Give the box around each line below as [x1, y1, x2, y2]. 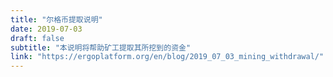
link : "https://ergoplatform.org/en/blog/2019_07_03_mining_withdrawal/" [10, 52, 325, 62]
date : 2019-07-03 [10, 24, 83, 34]
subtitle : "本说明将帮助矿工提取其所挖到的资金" [10, 42, 192, 53]
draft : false [10, 33, 65, 43]
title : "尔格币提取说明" [10, 14, 103, 25]
